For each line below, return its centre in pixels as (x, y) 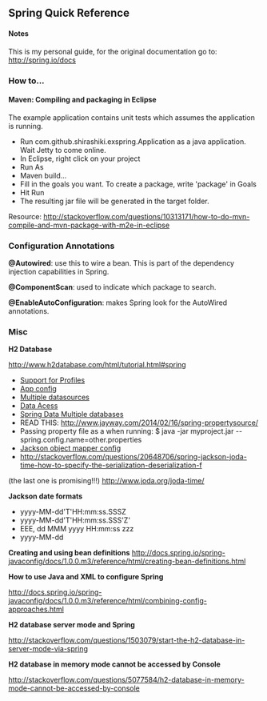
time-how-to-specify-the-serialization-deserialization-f (111, 465)
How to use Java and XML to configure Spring (86, 577)
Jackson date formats (46, 496)
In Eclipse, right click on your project (80, 158)
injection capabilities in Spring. (59, 272)
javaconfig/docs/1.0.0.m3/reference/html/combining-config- (108, 601)
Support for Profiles (52, 380)
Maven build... (43, 175)
